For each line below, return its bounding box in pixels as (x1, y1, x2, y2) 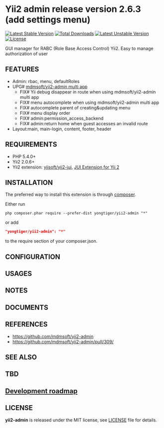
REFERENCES (5, 320, 48, 329)
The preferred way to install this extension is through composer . (5, 191, 136, 197)
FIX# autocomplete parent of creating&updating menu (19, 104, 131, 110)
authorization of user (5, 51, 48, 57)
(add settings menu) (5, 14, 90, 25)
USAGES (5, 269, 32, 278)
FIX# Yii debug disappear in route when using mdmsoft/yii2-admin (19, 88, 156, 95)
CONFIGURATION (5, 253, 61, 261)
